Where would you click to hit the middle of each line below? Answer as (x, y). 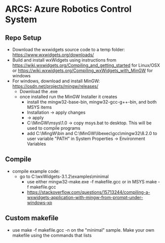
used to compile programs (53, 128)
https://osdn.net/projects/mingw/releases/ (55, 86)
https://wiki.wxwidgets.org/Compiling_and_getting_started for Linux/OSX (86, 65)
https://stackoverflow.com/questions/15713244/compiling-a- (88, 192)
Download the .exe (39, 91)
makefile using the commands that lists (52, 235)
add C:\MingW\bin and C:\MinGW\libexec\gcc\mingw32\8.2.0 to (92, 133)
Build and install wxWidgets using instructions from (64, 60)
